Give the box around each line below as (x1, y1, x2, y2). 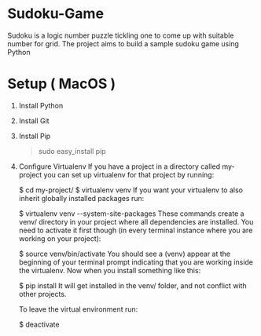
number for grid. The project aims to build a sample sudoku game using (7, 38, 239, 48)
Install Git (18, 115, 50, 126)
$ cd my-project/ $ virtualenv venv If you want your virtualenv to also (18, 185, 243, 195)
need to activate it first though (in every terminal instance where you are (18, 225, 253, 235)
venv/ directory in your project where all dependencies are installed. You (18, 217, 254, 226)
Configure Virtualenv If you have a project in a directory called (18, 162, 221, 171)
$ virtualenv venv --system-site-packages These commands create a (18, 209, 244, 218)
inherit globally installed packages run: (18, 193, 145, 203)
